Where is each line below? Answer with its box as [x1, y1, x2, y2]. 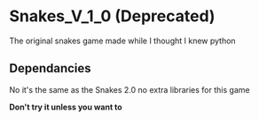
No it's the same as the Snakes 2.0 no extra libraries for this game [9, 84, 250, 95]
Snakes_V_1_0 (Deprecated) [9, 6, 216, 26]
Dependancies [9, 61, 91, 76]
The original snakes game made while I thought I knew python [9, 35, 237, 46]
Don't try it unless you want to [9, 102, 122, 112]
